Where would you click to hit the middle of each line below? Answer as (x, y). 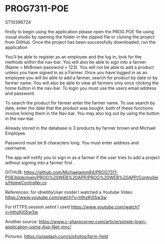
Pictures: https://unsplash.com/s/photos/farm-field (57, 236)
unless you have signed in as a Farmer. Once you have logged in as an (76, 72)
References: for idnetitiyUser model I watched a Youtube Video (69, 192)
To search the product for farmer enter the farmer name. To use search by (80, 103)
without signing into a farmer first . (40, 163)
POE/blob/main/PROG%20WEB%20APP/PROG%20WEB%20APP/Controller (82, 177)
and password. (20, 93)
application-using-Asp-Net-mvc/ (38, 227)
